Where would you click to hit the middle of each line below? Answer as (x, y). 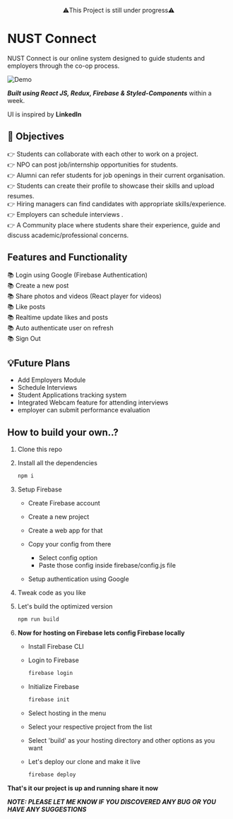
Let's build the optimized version (65, 606)
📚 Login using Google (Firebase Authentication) (78, 275)
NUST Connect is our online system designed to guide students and (106, 58)
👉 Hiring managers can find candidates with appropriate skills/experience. (117, 203)
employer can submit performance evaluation (84, 410)
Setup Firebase (40, 489)
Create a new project (59, 517)
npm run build (38, 620)
